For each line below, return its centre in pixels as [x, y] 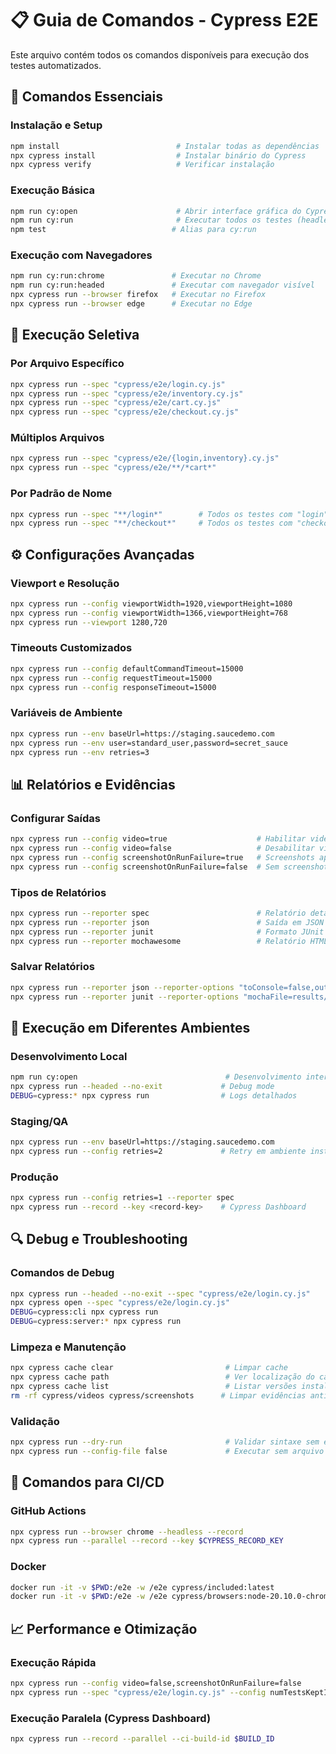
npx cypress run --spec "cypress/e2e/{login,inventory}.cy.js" [145, 458]
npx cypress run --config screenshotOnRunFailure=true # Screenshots [162, 857]
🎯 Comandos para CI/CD [87, 1482]
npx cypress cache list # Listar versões [154, 1387]
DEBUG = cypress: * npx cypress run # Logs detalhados [154, 1095]
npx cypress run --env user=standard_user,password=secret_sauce [149, 743]
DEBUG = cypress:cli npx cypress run [84, 1312]
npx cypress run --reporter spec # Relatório [158, 913]
